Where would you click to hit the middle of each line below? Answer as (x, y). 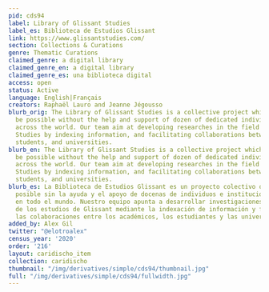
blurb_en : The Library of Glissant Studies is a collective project (125, 150)
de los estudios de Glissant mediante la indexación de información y (136, 209)
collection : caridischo (48, 261)
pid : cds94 (26, 16)
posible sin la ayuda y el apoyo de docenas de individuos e (120, 194)
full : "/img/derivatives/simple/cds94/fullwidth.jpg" (100, 276)
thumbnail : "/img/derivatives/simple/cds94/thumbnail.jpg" (109, 269)
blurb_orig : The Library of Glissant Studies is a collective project (128, 113)
